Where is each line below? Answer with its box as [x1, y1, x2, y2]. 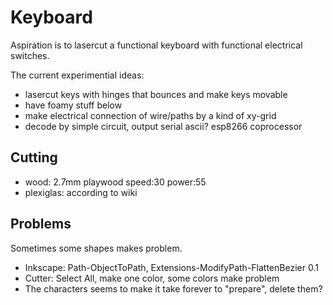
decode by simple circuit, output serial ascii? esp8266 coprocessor [24, 120, 303, 132]
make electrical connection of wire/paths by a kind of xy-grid [24, 109, 277, 121]
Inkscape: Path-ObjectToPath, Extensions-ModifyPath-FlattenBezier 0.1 [24, 261, 319, 273]
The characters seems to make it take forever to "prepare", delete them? [24, 282, 323, 295]
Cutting [10, 149, 58, 166]
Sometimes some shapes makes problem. [10, 242, 183, 254]
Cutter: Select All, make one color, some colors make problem [24, 272, 280, 284]
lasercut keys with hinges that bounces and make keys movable [24, 88, 288, 100]
